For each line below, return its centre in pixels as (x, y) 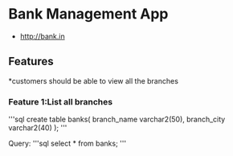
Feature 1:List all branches (61, 101)
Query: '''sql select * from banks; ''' (67, 144)
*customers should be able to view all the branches (94, 80)
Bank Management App (88, 14)
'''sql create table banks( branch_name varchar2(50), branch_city (117, 119)
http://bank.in (43, 36)
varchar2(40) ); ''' (38, 128)
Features (31, 62)
